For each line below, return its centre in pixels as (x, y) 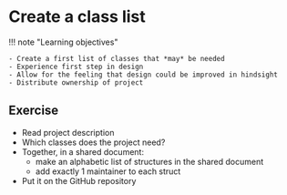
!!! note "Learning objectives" (63, 42)
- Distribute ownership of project (76, 82)
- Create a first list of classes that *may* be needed (117, 58)
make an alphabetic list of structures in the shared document (149, 161)
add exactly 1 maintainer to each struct (108, 171)
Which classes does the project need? (93, 142)
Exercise (34, 111)
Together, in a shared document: (83, 151)
